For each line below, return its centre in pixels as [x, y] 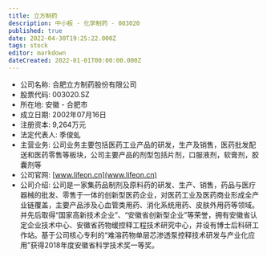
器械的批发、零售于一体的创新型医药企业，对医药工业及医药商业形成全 [136, 194]
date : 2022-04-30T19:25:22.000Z [62, 38]
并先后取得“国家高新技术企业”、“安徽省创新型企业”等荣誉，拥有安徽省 [135, 214]
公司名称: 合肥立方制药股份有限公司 [78, 84]
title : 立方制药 [33, 16]
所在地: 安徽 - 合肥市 [54, 104]
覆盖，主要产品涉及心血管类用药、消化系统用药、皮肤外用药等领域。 [146, 205]
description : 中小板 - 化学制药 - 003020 [74, 23]
